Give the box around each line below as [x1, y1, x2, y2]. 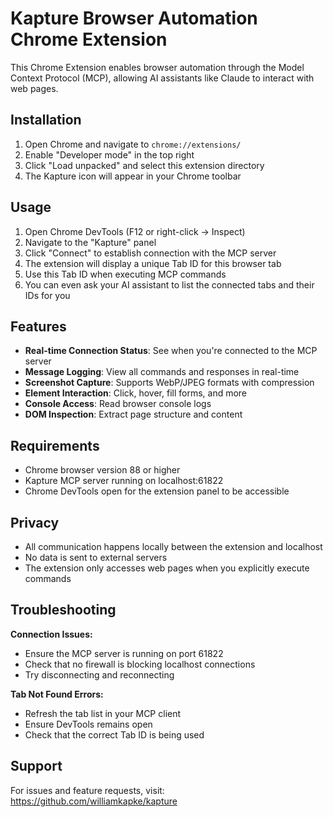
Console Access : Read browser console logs [24, 398, 212, 410]
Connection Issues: [10, 628, 93, 640]
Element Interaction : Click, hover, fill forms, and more [24, 387, 248, 399]
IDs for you [24, 289, 71, 301]
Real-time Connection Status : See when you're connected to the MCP [24, 345, 318, 357]
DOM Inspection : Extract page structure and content [24, 408, 243, 421]
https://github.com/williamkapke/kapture [10, 795, 178, 807]
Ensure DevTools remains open [24, 718, 153, 730]
